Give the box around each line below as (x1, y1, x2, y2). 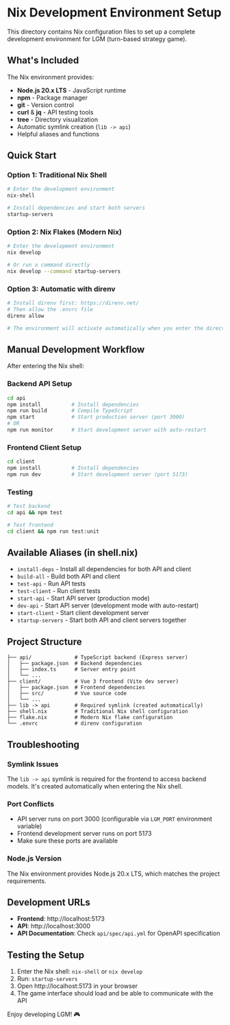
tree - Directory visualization (16, 115, 98, 123)
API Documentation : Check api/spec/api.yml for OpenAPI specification (16, 929, 220, 937)
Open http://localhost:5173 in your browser (16, 982, 138, 990)
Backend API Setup (7, 379, 73, 389)
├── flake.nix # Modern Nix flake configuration (7, 714, 173, 721)
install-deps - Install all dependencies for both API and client (16, 565, 192, 573)
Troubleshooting (7, 738, 80, 750)
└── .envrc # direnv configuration (7, 720, 142, 727)
